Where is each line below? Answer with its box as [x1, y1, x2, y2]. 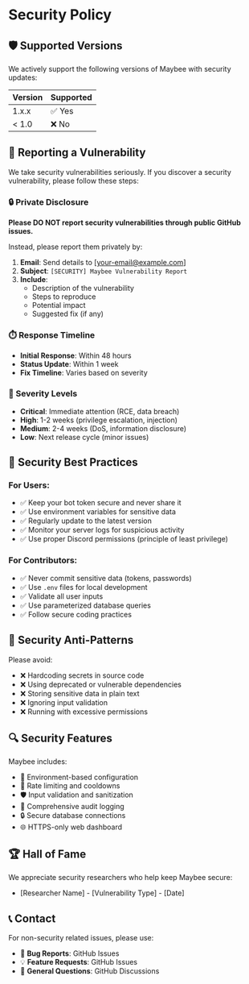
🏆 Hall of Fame [8, 847, 87, 861]
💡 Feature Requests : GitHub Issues [19, 957, 138, 966]
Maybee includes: [8, 757, 67, 766]
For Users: [8, 480, 50, 491]
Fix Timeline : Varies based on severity [19, 368, 149, 378]
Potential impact [31, 301, 86, 310]
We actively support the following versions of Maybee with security [8, 64, 231, 73]
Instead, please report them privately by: [8, 242, 143, 251]
